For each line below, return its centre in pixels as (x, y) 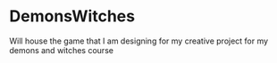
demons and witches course (62, 50)
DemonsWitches (72, 16)
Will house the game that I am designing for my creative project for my (139, 41)
